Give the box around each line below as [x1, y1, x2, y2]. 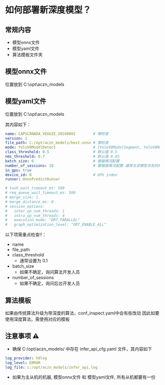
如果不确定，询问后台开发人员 [19, 281, 80, 286]
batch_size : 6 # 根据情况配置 [5, 158, 120, 163]
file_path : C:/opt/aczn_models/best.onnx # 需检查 [5, 140, 109, 145]
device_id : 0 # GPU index [5, 172, 118, 177]
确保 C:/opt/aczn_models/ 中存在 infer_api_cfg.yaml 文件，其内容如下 [12, 346, 152, 352]
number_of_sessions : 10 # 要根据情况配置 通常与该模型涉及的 [5, 163, 159, 168]
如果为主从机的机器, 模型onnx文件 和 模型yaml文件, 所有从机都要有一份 [12, 374, 156, 380]
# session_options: [5, 204, 45, 209]
